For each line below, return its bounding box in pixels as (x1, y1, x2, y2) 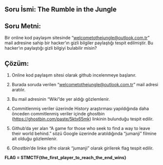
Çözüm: (4, 59, 29, 68)
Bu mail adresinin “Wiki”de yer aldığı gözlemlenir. (11, 96, 110, 102)
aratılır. (11, 87, 25, 93)
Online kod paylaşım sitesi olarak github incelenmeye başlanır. (11, 72, 137, 78)
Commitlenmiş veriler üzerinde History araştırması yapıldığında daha (11, 106, 149, 111)
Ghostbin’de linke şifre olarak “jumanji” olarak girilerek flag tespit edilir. (11, 145, 154, 151)
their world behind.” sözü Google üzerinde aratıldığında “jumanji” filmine (11, 130, 157, 137)
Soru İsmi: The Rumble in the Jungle (4, 5, 117, 14)
